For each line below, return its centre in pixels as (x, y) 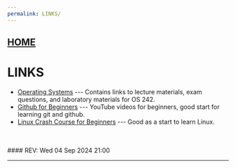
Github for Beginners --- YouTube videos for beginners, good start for (118, 107)
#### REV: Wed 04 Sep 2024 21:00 (59, 150)
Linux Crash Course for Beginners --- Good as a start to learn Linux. (116, 122)
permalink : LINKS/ (34, 14)
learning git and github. (51, 114)
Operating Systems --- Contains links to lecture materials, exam (110, 91)
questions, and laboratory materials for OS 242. (86, 99)
